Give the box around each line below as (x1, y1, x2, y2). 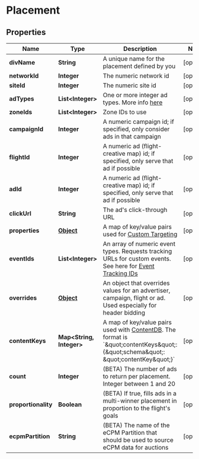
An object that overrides (102, 279, 170, 287)
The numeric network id (102, 72, 170, 80)
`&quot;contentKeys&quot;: (102, 341, 178, 348)
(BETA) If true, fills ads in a (102, 389, 176, 397)
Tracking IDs (102, 269, 138, 277)
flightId (9, 153, 30, 161)
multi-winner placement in (102, 397, 177, 405)
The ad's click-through (102, 206, 168, 214)
